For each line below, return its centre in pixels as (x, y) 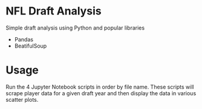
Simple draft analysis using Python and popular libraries (75, 28)
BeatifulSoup (31, 46)
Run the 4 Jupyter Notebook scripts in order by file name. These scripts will (100, 87)
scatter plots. (22, 99)
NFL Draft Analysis (54, 11)
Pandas (24, 39)
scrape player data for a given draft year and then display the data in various (101, 93)
